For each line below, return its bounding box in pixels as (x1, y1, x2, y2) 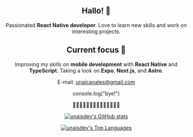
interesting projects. (71, 28, 121, 35)
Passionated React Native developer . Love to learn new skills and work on (5, 21, 187, 28)
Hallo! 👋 (81, 6, 111, 16)
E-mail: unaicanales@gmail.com (57, 78, 136, 86)
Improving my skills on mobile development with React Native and (14, 60, 178, 68)
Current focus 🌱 (66, 45, 126, 55)
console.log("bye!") (73, 90, 120, 97)
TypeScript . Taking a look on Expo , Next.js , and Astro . (29, 67, 163, 74)
